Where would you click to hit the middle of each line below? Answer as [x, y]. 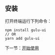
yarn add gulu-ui [22, 38]
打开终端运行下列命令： [28, 21]
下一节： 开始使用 [22, 48]
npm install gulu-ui [26, 30]
